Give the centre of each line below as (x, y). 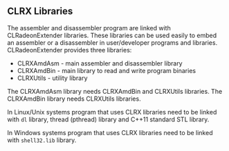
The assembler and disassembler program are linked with (89, 28)
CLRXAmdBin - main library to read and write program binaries (106, 70)
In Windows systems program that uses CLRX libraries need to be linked (110, 132)
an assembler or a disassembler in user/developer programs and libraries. (112, 42)
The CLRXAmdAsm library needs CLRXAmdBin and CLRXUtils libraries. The (115, 91)
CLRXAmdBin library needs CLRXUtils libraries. (74, 99)
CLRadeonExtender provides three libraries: (70, 50)
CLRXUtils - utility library (52, 78)
